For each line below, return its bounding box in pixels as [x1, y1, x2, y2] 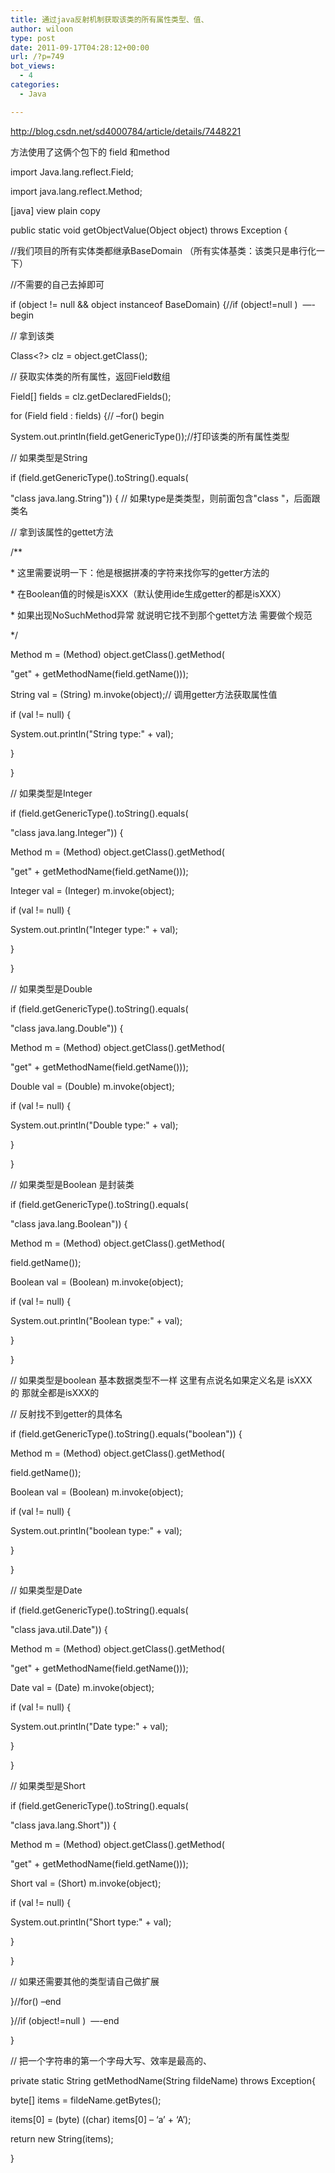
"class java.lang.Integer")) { [10, 826, 124, 838]
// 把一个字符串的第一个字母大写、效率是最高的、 [10, 2054, 213, 2066]
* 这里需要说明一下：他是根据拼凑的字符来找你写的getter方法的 [10, 566, 270, 578]
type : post [10, 33, 56, 43]
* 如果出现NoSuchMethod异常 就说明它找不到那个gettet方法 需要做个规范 [10, 609, 313, 621]
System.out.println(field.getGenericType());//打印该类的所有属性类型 [10, 430, 290, 442]
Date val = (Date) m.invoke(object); [10, 1681, 155, 1693]
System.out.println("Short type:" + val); [10, 1916, 172, 1928]
